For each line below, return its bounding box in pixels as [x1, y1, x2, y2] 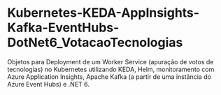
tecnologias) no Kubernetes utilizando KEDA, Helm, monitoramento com [7, 65, 215, 73]
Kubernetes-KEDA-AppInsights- [7, 5, 200, 21]
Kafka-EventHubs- [7, 20, 120, 36]
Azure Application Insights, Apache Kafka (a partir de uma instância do [7, 72, 212, 81]
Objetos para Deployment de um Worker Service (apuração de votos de [7, 57, 214, 66]
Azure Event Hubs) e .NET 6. [7, 80, 90, 88]
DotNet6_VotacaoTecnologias [7, 35, 183, 50]
